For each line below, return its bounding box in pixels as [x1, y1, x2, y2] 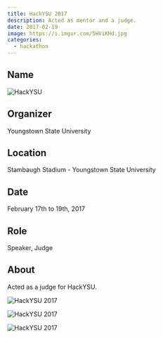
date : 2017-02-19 [7, 23, 58, 30]
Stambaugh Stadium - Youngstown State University [7, 166, 156, 174]
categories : [7, 37, 42, 44]
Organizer [7, 108, 53, 120]
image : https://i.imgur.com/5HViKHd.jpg [7, 30, 128, 37]
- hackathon [13, 43, 49, 50]
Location [7, 147, 47, 159]
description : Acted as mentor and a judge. [7, 17, 137, 24]
